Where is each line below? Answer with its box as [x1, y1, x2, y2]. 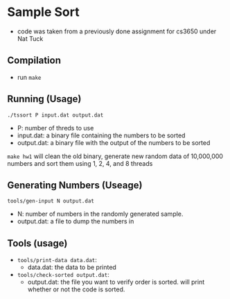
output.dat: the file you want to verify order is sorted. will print [27, 278, 205, 287]
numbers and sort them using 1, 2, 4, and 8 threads [7, 159, 153, 167]
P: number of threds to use [17, 123, 94, 132]
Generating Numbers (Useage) [7, 179, 143, 191]
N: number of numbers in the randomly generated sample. [17, 210, 184, 219]
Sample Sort [7, 4, 80, 20]
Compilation [7, 55, 61, 67]
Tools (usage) [7, 237, 68, 249]
